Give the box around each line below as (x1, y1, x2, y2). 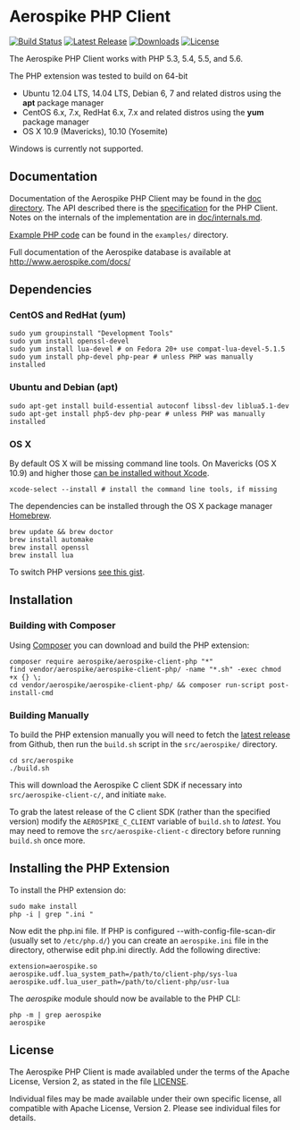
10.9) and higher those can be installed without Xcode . (9, 468, 210, 479)
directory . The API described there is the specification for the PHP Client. (9, 202, 279, 213)
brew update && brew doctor (9, 528, 114, 537)
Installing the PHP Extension (9, 861, 170, 876)
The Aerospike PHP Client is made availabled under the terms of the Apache (9, 1066, 290, 1077)
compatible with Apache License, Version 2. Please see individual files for (9, 1102, 281, 1113)
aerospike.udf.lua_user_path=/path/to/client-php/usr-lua (9, 977, 229, 986)
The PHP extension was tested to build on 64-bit (9, 70, 188, 81)
